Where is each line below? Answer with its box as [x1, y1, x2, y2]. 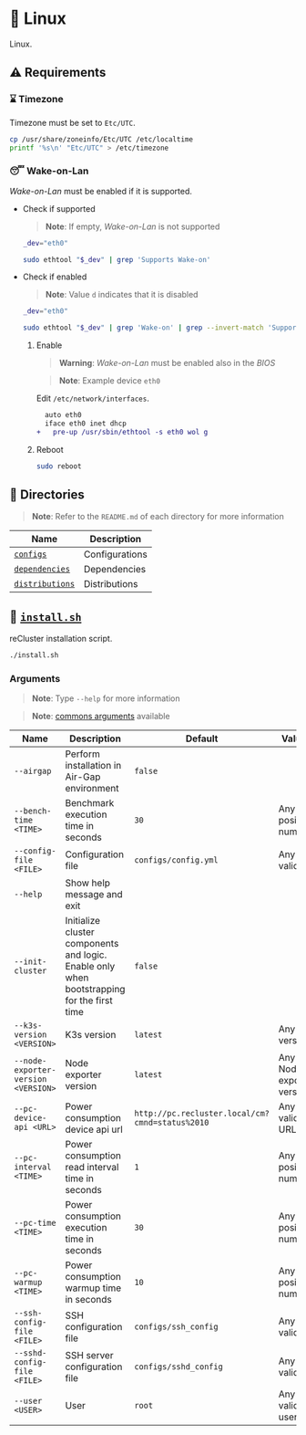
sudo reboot [36, 461, 82, 471]
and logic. [65, 948, 107, 961]
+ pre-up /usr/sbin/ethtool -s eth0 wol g [36, 427, 209, 436]
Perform [65, 748, 100, 760]
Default [185, 732, 219, 745]
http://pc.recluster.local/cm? [134, 1108, 270, 1119]
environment [65, 782, 119, 795]
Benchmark [65, 797, 115, 810]
